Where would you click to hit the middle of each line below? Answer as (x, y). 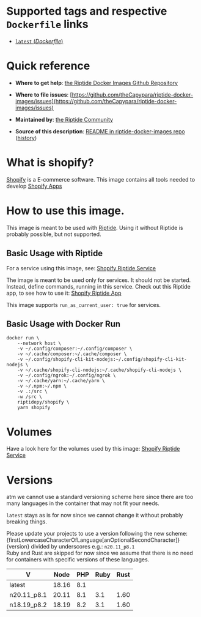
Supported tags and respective (87, 11)
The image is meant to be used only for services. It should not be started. (99, 280)
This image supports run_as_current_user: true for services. (83, 305)
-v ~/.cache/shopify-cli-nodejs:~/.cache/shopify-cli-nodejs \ (100, 370)
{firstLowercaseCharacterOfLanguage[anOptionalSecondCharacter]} (93, 540)
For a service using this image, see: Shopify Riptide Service (81, 268)
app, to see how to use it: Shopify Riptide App (64, 293)
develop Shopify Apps (34, 186)
